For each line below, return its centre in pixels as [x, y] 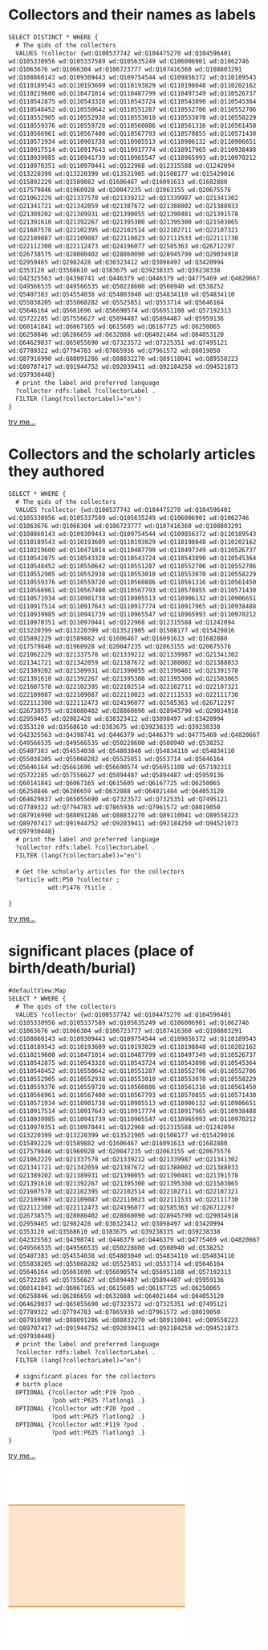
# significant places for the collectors [86, 1376]
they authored [57, 471]
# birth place [39, 1384]
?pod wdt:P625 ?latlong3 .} [98, 1432]
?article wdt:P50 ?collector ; [68, 879]
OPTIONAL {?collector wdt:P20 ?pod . [79, 1408]
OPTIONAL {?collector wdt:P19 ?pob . [79, 1392]
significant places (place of [101, 951]
